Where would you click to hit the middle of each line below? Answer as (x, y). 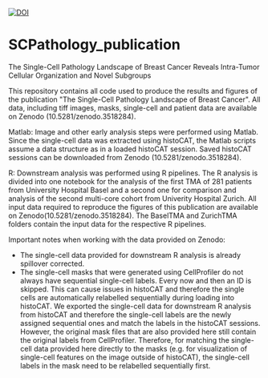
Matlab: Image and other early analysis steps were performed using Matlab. (134, 131)
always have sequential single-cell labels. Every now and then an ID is (136, 280)
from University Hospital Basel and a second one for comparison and (122, 190)
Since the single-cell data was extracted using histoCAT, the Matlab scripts (132, 140)
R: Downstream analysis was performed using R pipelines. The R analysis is (133, 173)
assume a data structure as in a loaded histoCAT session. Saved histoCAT (130, 149)
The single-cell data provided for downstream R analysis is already (130, 255)
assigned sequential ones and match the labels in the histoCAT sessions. (140, 323)
